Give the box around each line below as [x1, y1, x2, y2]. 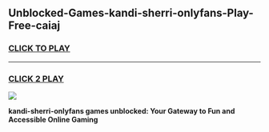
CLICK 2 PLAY [8, 73, 64, 84]
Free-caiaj [8, 19, 61, 33]
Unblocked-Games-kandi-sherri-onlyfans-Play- [8, 6, 254, 20]
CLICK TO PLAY [8, 43, 70, 54]
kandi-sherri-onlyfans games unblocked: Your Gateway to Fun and [8, 106, 235, 115]
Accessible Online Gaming [8, 114, 98, 124]
